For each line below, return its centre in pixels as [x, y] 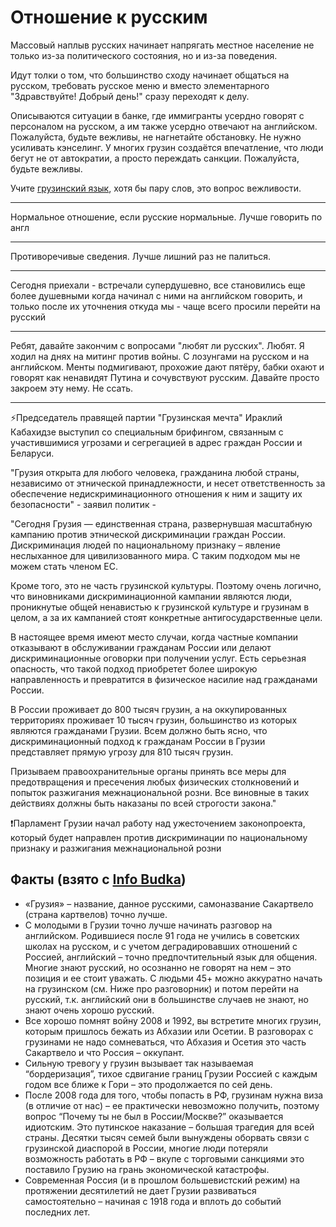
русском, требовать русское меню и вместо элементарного [140, 85]
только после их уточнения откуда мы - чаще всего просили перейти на [165, 306]
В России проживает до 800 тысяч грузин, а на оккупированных [149, 709]
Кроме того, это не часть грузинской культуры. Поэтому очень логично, [166, 585]
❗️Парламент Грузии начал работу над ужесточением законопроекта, [158, 823]
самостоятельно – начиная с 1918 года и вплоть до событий [153, 1201]
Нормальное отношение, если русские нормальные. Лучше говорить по [166, 217]
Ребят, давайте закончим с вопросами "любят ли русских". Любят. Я [157, 345]
